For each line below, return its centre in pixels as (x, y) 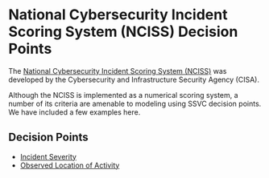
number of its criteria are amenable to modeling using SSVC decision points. (135, 103)
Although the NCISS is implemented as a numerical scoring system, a (124, 95)
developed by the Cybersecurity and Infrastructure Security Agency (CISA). (134, 79)
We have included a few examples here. (74, 112)
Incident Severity (48, 156)
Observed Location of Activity (70, 165)
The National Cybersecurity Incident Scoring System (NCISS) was (118, 71)
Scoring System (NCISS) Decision (123, 32)
